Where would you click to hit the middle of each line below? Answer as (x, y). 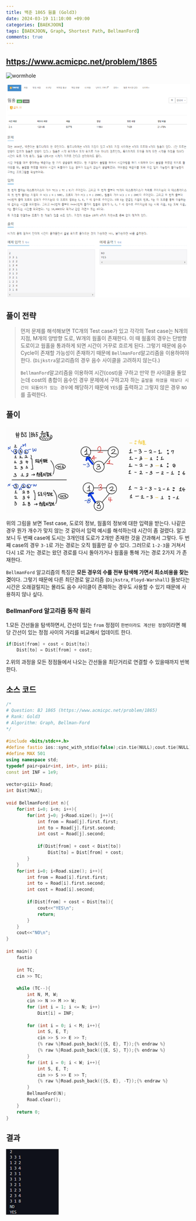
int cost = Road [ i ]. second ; (61, 890)
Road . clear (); (44, 1100)
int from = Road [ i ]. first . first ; (68, 877)
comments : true (24, 37)
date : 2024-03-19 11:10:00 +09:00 (48, 18)
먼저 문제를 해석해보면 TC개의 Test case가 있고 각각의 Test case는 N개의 (104, 331)
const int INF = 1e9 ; (32, 772)
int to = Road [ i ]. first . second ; (66, 884)
